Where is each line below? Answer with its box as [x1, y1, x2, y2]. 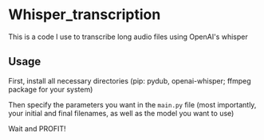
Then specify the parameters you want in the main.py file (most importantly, [8, 99, 257, 109]
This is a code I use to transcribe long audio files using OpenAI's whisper [8, 32, 249, 41]
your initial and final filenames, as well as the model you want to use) [8, 108, 234, 118]
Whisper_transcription [8, 6, 161, 24]
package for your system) [8, 84, 93, 94]
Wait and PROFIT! [8, 123, 66, 133]
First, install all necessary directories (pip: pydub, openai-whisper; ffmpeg [8, 76, 251, 85]
